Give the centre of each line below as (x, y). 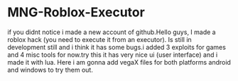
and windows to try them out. (50, 70)
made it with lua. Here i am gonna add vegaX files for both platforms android (119, 62)
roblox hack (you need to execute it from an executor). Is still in (99, 39)
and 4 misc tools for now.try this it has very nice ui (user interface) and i (113, 55)
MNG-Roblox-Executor (76, 12)
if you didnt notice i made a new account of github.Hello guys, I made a (112, 32)
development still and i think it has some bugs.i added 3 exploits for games (117, 47)
